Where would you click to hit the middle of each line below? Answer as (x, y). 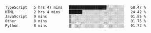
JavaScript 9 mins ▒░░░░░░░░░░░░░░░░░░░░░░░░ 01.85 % (76, 16)
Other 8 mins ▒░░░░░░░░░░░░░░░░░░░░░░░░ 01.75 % (76, 21)
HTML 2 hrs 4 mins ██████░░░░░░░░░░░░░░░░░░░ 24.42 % (76, 12)
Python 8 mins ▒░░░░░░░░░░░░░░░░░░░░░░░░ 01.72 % (76, 25)
